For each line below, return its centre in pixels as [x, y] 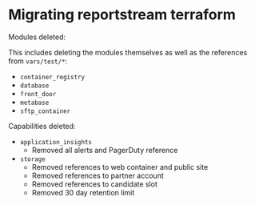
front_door [38, 94]
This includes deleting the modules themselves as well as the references [128, 52]
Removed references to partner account [98, 175]
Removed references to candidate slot [95, 184]
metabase [34, 102]
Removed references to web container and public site [120, 167]
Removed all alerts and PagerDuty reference [105, 150]
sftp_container [45, 111]
